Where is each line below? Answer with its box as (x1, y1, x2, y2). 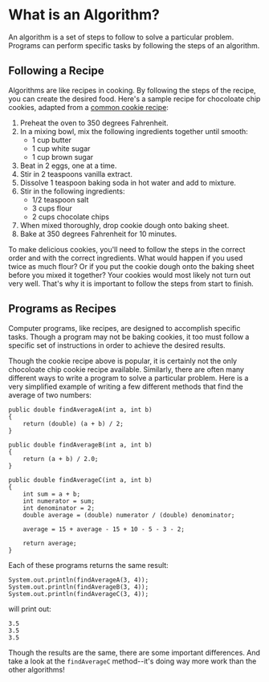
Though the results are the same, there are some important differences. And (8, 647, 261, 657)
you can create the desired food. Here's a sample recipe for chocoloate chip (8, 94, 261, 104)
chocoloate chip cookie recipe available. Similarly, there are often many (8, 364, 245, 374)
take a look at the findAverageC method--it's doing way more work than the (8, 656, 257, 666)
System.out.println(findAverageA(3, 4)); (8, 576, 149, 584)
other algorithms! (8, 664, 66, 674)
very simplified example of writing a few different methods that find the (8, 382, 243, 391)
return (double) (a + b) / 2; (22, 419, 124, 427)
